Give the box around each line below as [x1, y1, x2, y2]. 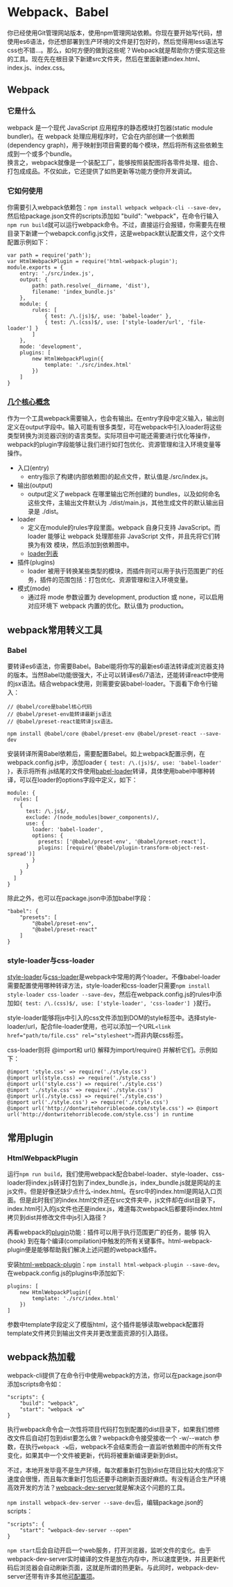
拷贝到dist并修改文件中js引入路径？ [7, 1213, 107, 1222]
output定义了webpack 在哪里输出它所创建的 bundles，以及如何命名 [27, 490, 221, 498]
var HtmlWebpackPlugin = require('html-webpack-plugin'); [7, 258, 178, 264]
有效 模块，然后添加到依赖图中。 [40, 541, 133, 549]
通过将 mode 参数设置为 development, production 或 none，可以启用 [27, 593, 224, 601]
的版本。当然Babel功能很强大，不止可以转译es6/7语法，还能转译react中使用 [7, 670, 225, 679]
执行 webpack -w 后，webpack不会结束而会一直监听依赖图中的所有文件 [25, 1442, 223, 1451]
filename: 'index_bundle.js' [32, 288, 116, 295]
